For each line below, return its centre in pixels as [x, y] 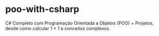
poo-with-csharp [42, 9]
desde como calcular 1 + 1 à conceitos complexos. [58, 28]
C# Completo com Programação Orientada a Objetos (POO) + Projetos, [80, 23]
